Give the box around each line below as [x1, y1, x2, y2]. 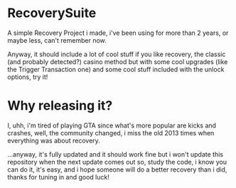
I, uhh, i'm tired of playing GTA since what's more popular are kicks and [7, 121, 217, 130]
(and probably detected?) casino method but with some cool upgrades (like [7, 57, 228, 66]
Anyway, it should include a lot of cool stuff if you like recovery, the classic [7, 50, 226, 58]
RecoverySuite [7, 5, 97, 21]
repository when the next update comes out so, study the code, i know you [7, 157, 227, 166]
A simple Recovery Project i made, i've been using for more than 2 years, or [7, 28, 229, 37]
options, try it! [7, 73, 48, 81]
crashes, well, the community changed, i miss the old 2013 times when [7, 128, 215, 137]
